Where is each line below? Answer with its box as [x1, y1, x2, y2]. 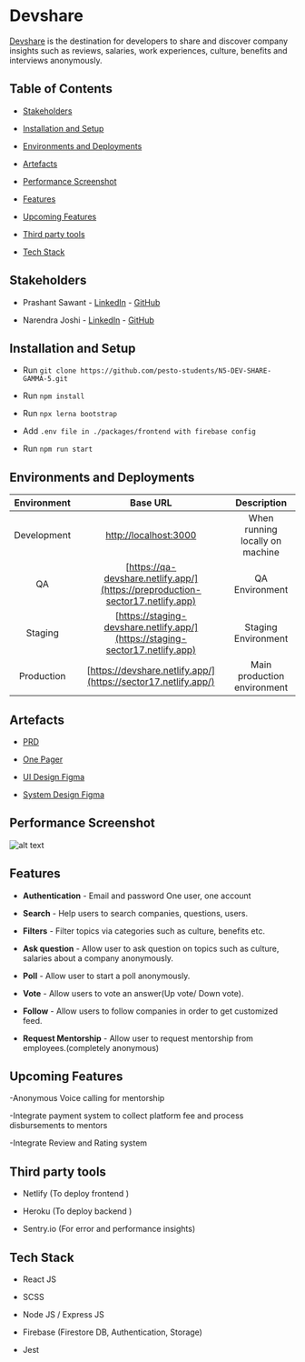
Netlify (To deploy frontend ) [22, 1188, 130, 1199]
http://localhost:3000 [105, 529, 197, 542]
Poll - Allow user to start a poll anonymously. [22, 970, 191, 981]
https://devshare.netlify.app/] [90, 665, 216, 677]
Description [235, 496, 288, 509]
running [244, 524, 279, 536]
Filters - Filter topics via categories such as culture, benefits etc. [22, 925, 266, 936]
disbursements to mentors [9, 1120, 108, 1131]
